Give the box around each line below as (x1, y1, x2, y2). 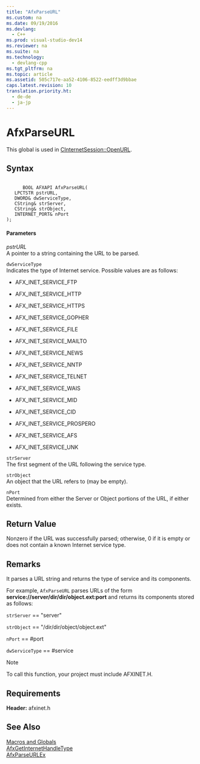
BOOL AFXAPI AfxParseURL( (22, 185, 88, 191)
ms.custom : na (6, 15, 42, 21)
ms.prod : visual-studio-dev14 (6, 37, 83, 43)
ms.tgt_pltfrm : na (6, 65, 53, 72)
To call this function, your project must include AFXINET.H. (6, 670, 153, 678)
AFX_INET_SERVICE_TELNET (15, 372, 87, 380)
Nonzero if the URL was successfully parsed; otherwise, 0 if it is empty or (6, 535, 190, 542)
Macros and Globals (6, 738, 56, 745)
